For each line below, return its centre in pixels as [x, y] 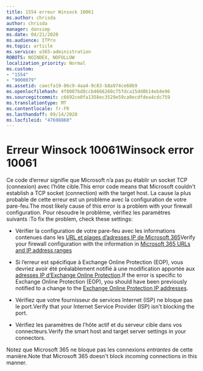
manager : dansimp [28, 29]
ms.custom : [20, 69]
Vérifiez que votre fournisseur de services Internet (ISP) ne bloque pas [104, 300]
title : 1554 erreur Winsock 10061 [50, 12]
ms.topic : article [30, 46]
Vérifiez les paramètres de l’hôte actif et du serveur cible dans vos [98, 325]
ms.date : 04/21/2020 [33, 35]
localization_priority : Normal [46, 63]
